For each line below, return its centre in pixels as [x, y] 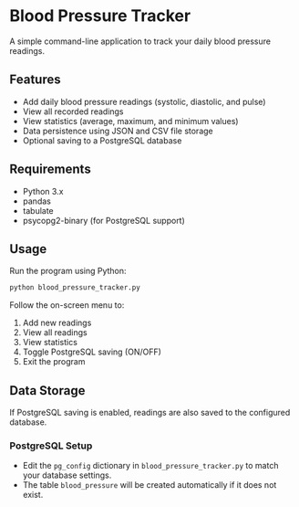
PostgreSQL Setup [51, 446]
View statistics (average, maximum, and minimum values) [130, 121]
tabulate [38, 210]
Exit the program [54, 362]
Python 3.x [43, 191]
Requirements [50, 169]
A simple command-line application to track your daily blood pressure [140, 41]
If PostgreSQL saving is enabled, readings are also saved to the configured [150, 413]
